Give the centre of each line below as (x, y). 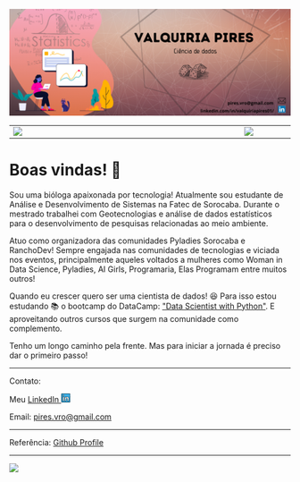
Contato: (25, 381)
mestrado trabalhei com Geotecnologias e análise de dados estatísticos (141, 214)
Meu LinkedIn (34, 399)
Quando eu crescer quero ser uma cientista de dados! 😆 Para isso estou (143, 296)
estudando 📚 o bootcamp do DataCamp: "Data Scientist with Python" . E (142, 306)
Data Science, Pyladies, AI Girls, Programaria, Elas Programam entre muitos (148, 269)
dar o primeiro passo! (49, 355)
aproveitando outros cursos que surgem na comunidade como (124, 318)
